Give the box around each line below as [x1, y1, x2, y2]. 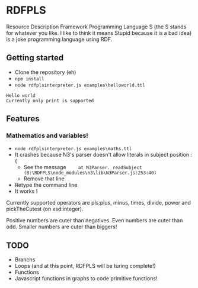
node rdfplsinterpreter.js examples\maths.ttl [14, 146, 132, 152]
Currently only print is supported [6, 98, 94, 103]
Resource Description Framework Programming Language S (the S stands [6, 23, 187, 30]
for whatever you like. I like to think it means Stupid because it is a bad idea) [6, 29, 192, 36]
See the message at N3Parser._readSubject [23, 164, 142, 171]
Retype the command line [14, 182, 78, 189]
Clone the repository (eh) [14, 69, 76, 76]
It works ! [14, 187, 38, 195]
